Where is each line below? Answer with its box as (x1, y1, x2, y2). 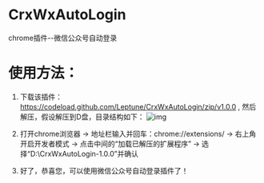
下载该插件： (19, 92, 62, 101)
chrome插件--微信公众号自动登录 (8, 33, 118, 42)
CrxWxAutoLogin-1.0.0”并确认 (39, 149, 138, 158)
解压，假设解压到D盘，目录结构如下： (19, 112, 145, 121)
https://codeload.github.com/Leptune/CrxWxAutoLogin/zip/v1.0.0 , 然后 (19, 101, 257, 111)
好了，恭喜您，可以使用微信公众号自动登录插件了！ (19, 165, 189, 175)
